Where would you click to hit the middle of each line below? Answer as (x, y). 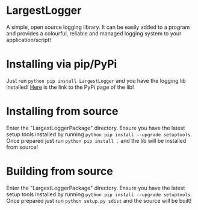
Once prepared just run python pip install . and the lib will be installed (96, 140)
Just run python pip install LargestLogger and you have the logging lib (96, 80)
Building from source (60, 171)
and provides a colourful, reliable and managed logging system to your (94, 33)
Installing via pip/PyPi (62, 64)
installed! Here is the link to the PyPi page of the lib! (70, 87)
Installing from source (62, 111)
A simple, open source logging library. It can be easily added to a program (98, 27)
